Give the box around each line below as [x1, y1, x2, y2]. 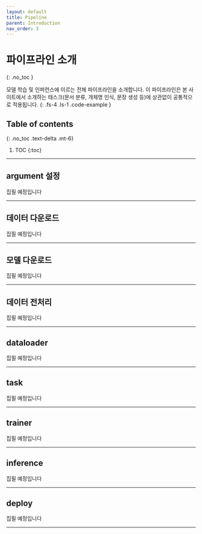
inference [6, 458, 43, 468]
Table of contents [6, 118, 73, 129]
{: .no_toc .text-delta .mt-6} [6, 135, 74, 142]
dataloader [6, 337, 48, 348]
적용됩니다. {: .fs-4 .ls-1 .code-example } [12, 101, 111, 108]
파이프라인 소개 [6, 54, 77, 67]
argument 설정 [6, 171, 60, 181]
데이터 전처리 [6, 297, 52, 307]
